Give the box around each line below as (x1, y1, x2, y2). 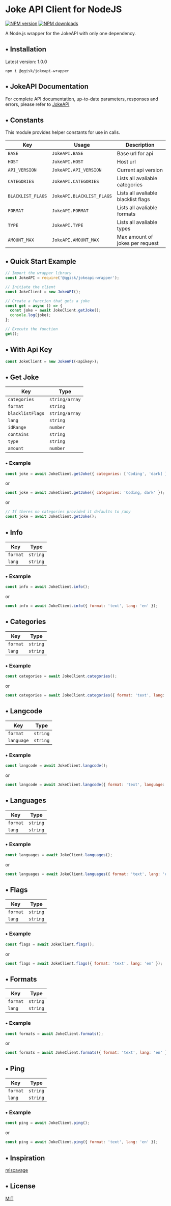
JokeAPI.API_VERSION (51, 167, 102, 173)
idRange (8, 425, 26, 431)
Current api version (117, 166, 163, 174)
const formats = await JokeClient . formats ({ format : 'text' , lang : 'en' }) (5, 1050, 169, 1055)
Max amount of (117, 233, 154, 240)
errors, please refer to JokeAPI (5, 101, 70, 107)
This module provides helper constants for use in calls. (5, 129, 121, 135)
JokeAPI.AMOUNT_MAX (51, 237, 99, 243)
